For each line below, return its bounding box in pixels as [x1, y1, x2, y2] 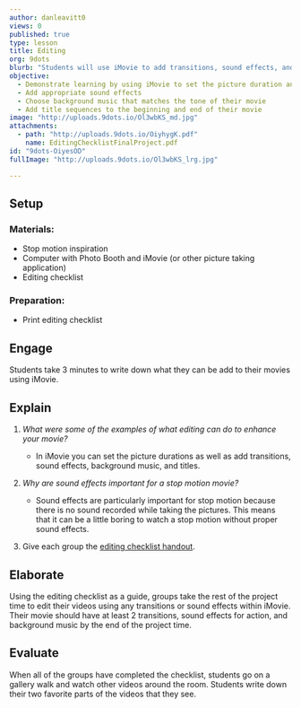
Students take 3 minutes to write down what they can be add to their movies [9, 364, 291, 375]
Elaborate [9, 567, 64, 582]
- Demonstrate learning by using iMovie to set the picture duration [17, 80, 282, 89]
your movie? [21, 433, 69, 444]
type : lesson [9, 38, 58, 48]
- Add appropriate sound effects [17, 88, 142, 97]
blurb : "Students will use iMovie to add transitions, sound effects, [9, 64, 279, 73]
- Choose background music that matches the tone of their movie [17, 96, 267, 106]
